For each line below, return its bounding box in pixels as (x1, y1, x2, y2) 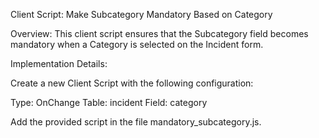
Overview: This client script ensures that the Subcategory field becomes (10, 28, 309, 39)
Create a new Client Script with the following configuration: (10, 77, 254, 89)
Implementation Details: (10, 58, 108, 69)
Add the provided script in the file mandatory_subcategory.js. (10, 116, 262, 128)
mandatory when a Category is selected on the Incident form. (10, 39, 264, 50)
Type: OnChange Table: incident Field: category (10, 97, 208, 108)
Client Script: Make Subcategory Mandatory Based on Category (10, 9, 273, 20)
